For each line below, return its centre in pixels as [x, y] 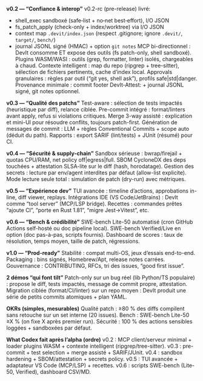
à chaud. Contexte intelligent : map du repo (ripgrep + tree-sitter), [97, 65]
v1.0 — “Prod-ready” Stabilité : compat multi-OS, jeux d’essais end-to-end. [101, 253]
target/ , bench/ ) [35, 40]
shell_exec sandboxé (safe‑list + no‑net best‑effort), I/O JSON [92, 20]
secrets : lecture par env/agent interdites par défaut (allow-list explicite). [96, 173]
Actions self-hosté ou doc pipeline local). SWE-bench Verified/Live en [94, 228]
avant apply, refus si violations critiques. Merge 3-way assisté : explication [99, 116]
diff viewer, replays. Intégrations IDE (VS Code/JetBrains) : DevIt [98, 197]
